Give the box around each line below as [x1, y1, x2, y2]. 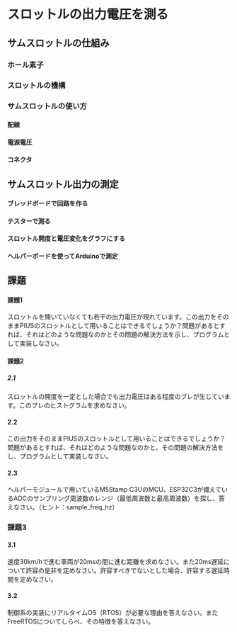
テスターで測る [7, 217, 51, 225]
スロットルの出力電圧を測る [7, 6, 169, 23]
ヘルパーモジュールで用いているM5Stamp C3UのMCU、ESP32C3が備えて [7, 485, 222, 494]
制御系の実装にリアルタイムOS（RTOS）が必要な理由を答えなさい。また [7, 608, 219, 616]
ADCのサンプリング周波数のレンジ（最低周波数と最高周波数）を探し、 [13, 494, 219, 503]
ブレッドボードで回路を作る [7, 199, 88, 208]
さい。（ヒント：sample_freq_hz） [19, 503, 119, 512]
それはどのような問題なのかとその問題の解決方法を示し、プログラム [25, 330, 224, 339]
